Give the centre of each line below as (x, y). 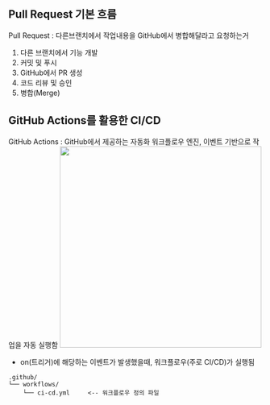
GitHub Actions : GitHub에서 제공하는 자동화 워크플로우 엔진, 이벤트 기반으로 (130, 141)
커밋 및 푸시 (39, 62)
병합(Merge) (40, 93)
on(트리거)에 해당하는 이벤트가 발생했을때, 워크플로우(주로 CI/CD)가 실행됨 (137, 362)
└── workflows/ (34, 384)
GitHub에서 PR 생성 (51, 72)
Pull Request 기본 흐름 (62, 14)
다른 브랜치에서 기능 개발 (59, 52)
